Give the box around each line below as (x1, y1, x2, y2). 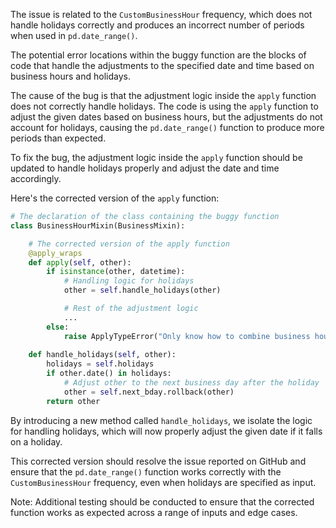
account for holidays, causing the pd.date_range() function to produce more (10, 122, 325, 133)
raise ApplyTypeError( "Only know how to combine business (63, 331, 311, 341)
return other (46, 396, 101, 406)
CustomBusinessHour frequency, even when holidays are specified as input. (10, 476, 317, 488)
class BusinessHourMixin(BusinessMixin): (10, 220, 186, 231)
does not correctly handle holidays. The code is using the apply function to (10, 100, 319, 112)
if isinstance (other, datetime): (46, 267, 186, 277)
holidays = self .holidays (46, 359, 155, 369)
